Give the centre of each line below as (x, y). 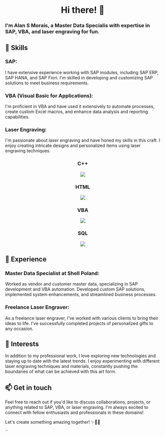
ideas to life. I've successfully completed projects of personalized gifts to (79, 323)
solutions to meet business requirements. (47, 83)
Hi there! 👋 (83, 10)
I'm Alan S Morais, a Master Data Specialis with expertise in (78, 26)
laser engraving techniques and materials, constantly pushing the (71, 366)
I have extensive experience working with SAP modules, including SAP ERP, (82, 72)
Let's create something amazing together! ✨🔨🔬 (53, 422)
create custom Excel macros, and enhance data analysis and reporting (77, 112)
